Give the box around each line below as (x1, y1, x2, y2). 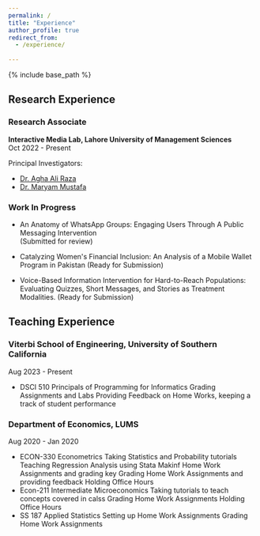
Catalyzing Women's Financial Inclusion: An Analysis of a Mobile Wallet (19, 251, 252, 261)
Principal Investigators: (8, 158, 83, 168)
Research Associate (8, 116, 87, 127)
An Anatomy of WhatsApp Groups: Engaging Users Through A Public (19, 219, 244, 229)
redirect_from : (8, 33, 58, 42)
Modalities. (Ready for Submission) (19, 292, 134, 301)
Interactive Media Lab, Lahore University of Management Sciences (8, 134, 232, 144)
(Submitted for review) (19, 236, 93, 246)
